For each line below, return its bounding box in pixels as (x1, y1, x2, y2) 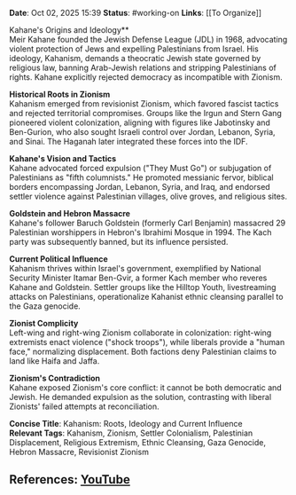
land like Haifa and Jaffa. (9, 356, 100, 366)
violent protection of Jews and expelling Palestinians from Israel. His (9, 43, 259, 54)
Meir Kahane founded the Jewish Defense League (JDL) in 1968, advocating (9, 35, 288, 44)
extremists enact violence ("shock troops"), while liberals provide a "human (9, 337, 285, 347)
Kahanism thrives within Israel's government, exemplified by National (9, 263, 261, 273)
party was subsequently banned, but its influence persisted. (9, 237, 229, 247)
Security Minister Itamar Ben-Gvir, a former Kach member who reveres (9, 272, 268, 283)
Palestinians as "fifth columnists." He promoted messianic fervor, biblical (9, 172, 274, 183)
